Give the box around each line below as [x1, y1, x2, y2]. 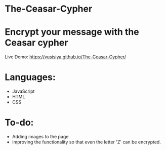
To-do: [5, 117, 34, 128]
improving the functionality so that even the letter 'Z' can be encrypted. [12, 139, 161, 145]
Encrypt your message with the [5, 26, 140, 38]
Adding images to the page [12, 134, 69, 139]
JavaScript [12, 88, 35, 94]
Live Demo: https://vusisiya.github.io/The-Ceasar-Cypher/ [5, 54, 127, 60]
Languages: [5, 71, 56, 83]
